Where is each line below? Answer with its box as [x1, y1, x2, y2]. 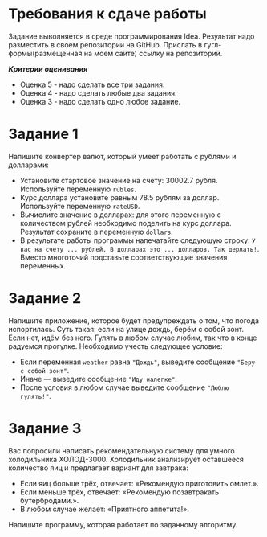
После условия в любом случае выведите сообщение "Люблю [19, 383, 229, 392]
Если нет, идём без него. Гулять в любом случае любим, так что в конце [8, 333, 257, 342]
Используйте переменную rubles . [19, 184, 137, 194]
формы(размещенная [8, 48, 83, 58]
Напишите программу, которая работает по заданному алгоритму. [8, 519, 238, 529]
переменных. [19, 260, 67, 270]
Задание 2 [8, 289, 82, 308]
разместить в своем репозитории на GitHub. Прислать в [8, 39, 203, 49]
